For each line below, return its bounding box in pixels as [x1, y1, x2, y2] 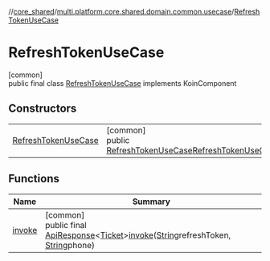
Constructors [8, 102, 77, 116]
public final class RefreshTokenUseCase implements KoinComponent [8, 78, 237, 88]
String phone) [45, 239, 95, 251]
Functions [8, 172, 60, 186]
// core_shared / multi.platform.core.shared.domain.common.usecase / [8, 7, 235, 16]
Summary [132, 196, 171, 207]
